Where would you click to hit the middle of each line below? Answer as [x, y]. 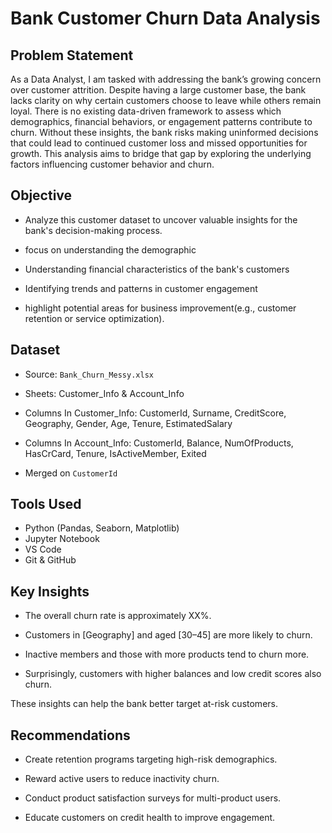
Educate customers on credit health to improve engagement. [150, 818]
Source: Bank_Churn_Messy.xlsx [89, 374]
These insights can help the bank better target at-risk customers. [144, 704]
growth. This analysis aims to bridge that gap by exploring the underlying [161, 153]
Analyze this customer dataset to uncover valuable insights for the [161, 219]
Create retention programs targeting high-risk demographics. [151, 759]
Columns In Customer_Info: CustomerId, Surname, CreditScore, [155, 413]
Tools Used [46, 504]
